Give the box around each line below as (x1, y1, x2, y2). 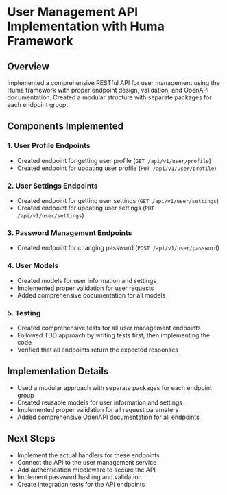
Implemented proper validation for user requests (16, 284, 154, 292)
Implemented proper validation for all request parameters (16, 405, 179, 413)
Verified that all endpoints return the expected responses (16, 346, 178, 354)
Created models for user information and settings (16, 276, 156, 285)
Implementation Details (7, 365, 109, 377)
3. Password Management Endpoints (7, 228, 132, 237)
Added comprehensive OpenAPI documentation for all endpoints (16, 413, 200, 421)
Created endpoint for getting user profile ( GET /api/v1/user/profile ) (16, 156, 212, 165)
